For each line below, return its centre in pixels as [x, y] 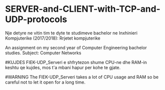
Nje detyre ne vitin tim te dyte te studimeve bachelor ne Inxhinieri [71, 33]
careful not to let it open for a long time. [45, 82]
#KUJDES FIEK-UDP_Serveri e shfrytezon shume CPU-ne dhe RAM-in [76, 62]
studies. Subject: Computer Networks [43, 53]
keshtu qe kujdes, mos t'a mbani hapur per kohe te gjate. [63, 67]
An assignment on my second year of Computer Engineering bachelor [76, 47]
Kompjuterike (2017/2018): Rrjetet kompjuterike [53, 38]
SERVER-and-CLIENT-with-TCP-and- [83, 9]
